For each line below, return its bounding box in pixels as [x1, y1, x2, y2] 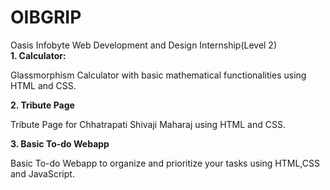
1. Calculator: [10, 49, 67, 61]
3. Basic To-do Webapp [10, 137, 110, 150]
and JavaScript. [10, 167, 75, 180]
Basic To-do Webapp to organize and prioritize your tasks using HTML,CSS [10, 157, 320, 169]
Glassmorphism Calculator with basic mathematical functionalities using [10, 69, 307, 81]
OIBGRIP [10, 6, 82, 29]
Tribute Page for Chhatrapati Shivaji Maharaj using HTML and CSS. [10, 118, 286, 130]
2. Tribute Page [10, 99, 75, 111]
